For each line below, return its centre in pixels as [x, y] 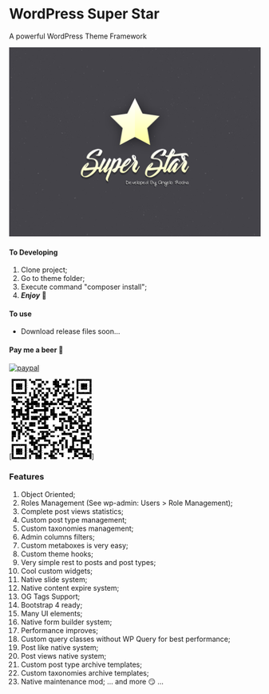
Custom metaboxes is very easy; [74, 545]
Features [27, 477]
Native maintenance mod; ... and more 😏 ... [92, 681]
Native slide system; [54, 579]
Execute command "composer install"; [83, 287]
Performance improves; [59, 630]
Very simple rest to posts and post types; [88, 562]
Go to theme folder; [53, 279]
